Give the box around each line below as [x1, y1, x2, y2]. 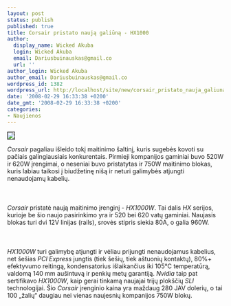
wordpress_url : [7, 87, 51, 94]
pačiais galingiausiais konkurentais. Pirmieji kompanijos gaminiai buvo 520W [7, 152, 224, 160]
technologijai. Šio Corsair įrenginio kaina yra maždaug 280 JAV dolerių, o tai [7, 283, 223, 292]
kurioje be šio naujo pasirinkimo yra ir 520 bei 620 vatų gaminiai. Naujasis [7, 210, 217, 219]
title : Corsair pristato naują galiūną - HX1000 [7, 29, 149, 36]
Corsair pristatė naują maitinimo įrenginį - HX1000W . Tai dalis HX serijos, [7, 204, 214, 212]
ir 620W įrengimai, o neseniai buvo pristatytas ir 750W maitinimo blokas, [7, 160, 213, 168]
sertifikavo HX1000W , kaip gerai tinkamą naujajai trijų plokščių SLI [7, 276, 195, 285]
